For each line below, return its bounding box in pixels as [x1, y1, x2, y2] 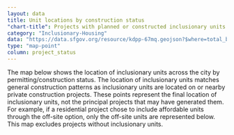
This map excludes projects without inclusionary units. [7, 120, 164, 128]
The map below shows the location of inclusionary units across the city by [7, 67, 220, 77]
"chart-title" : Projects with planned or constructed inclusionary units [7, 23, 226, 30]
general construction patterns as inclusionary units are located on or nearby [7, 83, 226, 91]
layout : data [7, 10, 45, 17]
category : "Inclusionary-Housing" [7, 29, 108, 37]
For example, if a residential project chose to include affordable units [7, 105, 204, 113]
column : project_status [7, 49, 77, 56]
